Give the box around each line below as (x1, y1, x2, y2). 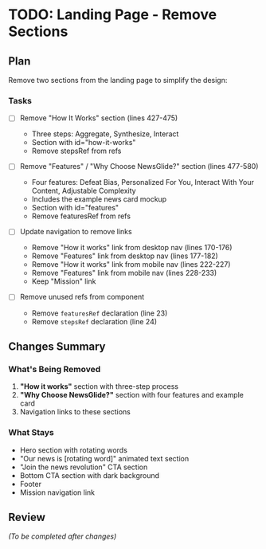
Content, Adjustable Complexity (31, 186, 137, 196)
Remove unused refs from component (19, 292, 145, 302)
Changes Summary (8, 339, 106, 353)
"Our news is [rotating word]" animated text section (19, 453, 190, 463)
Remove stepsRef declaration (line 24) (31, 316, 158, 326)
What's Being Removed (8, 363, 101, 374)
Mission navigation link (19, 488, 96, 497)
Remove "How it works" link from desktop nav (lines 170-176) (31, 243, 233, 253)
